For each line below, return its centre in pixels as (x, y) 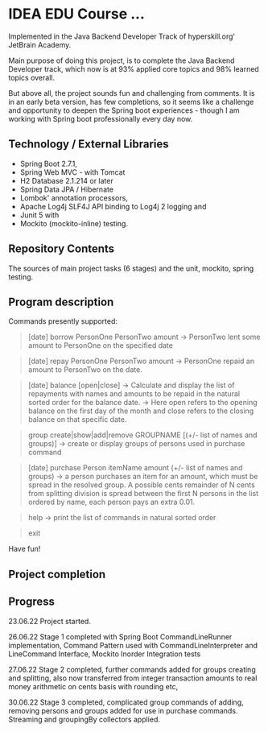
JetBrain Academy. (40, 44)
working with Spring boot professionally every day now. (101, 118)
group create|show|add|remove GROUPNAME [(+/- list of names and (142, 435)
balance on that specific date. (77, 420)
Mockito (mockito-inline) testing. (74, 223)
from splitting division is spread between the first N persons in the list (143, 494)
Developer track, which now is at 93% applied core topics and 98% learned (134, 68)
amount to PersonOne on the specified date (100, 345)
